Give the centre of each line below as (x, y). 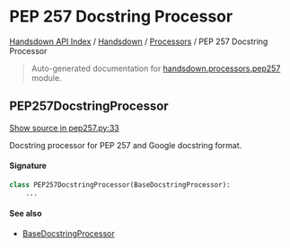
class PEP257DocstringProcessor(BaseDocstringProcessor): (120, 185)
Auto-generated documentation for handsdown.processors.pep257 (156, 68)
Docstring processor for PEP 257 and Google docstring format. (126, 145)
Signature (28, 166)
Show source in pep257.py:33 (64, 128)
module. (46, 77)
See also (26, 214)
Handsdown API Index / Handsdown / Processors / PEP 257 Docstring (139, 41)
